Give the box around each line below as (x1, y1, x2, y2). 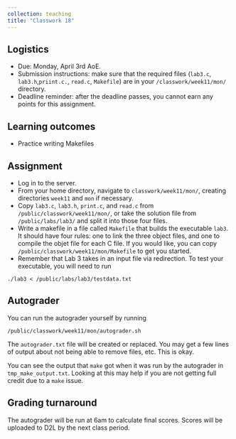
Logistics (7, 43, 49, 55)
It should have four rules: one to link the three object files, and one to (17, 232, 220, 240)
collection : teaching (7, 10, 72, 18)
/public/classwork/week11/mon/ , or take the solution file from (17, 209, 197, 217)
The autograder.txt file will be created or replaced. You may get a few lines (7, 340, 230, 348)
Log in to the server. (17, 178, 77, 187)
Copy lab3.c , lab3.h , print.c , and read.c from (17, 201, 154, 210)
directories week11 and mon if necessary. (17, 193, 134, 202)
